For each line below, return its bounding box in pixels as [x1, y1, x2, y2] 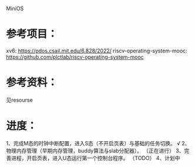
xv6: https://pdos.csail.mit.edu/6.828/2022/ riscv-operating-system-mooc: [6, 47, 188, 54]
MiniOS [6, 5, 24, 12]
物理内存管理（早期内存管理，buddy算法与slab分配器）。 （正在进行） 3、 [6, 147, 184, 154]
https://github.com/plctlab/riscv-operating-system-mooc [6, 53, 144, 61]
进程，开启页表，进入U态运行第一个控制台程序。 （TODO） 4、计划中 [11, 154, 180, 161]
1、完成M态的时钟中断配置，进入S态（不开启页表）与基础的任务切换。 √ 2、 [6, 139, 190, 146]
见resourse [6, 96, 33, 103]
